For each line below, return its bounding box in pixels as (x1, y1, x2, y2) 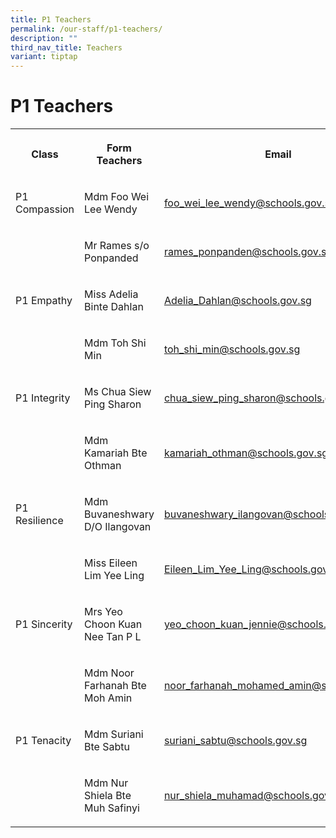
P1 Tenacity (15, 734, 72, 748)
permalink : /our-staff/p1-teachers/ (10, 24, 163, 34)
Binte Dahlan (84, 300, 144, 314)
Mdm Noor (84, 666, 135, 680)
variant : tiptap (10, 52, 78, 62)
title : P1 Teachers (10, 14, 92, 25)
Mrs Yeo (84, 605, 123, 619)
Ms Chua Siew (84, 385, 152, 399)
